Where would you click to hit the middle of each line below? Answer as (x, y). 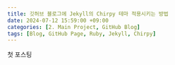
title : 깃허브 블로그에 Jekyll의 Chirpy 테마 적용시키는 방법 (88, 14)
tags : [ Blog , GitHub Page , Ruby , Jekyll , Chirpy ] (82, 34)
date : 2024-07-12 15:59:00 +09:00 (58, 20)
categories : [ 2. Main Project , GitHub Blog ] (74, 27)
